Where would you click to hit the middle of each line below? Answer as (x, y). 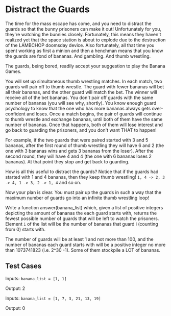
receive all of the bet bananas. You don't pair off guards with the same (79, 98)
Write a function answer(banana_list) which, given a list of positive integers (84, 207)
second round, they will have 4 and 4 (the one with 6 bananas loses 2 (79, 156)
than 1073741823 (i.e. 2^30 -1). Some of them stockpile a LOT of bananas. (83, 250)
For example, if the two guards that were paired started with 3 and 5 (77, 140)
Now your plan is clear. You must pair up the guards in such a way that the (83, 192)
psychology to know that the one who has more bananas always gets (78, 108)
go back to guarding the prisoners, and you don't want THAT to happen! (81, 130)
